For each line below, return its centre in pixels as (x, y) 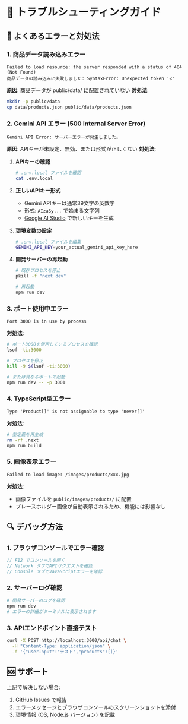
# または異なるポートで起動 (36, 377)
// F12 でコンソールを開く (36, 561)
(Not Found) (21, 72)
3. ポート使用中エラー (38, 308)
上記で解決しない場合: (34, 687)
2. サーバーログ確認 (35, 587)
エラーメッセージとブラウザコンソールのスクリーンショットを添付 (96, 707)
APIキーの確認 (33, 162)
